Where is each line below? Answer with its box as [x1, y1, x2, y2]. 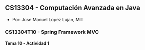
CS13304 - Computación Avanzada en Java [5, 4, 141, 12]
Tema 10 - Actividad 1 [5, 40, 50, 46]
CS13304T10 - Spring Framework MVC [5, 28, 99, 35]
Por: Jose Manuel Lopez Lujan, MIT [12, 16, 84, 22]
